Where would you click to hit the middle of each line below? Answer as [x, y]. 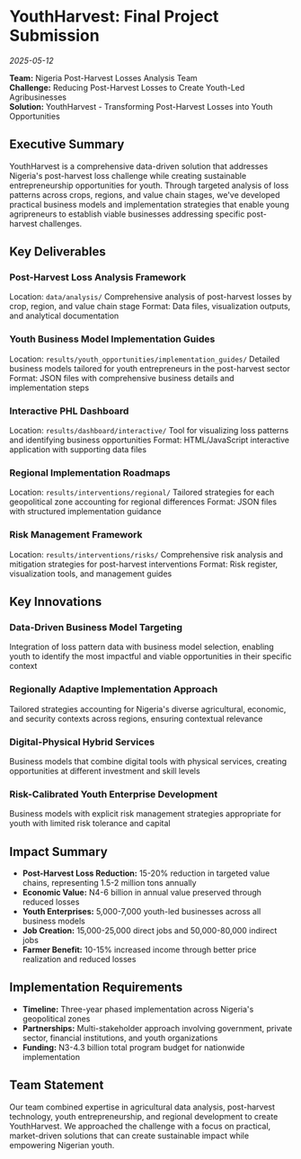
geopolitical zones [56, 1019]
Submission [55, 36]
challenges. [61, 223]
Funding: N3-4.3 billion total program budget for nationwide [133, 1047]
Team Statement [57, 1085]
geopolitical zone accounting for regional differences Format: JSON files [143, 502]
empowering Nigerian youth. [62, 1145]
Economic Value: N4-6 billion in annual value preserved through [142, 893]
